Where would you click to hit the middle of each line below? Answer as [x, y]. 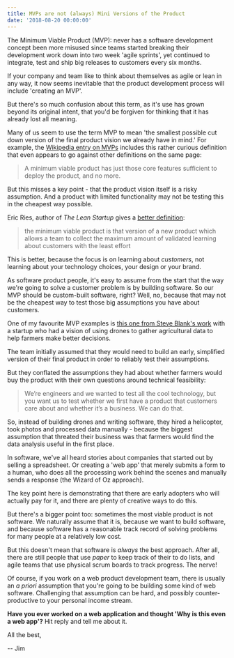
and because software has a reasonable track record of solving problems [112, 529]
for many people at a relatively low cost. [64, 536]
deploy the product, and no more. [72, 176]
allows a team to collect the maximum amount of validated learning [120, 238]
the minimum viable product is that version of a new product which [120, 231]
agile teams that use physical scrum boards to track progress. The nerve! [112, 565]
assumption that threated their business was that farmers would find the [111, 436]
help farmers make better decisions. [59, 338]
